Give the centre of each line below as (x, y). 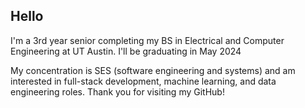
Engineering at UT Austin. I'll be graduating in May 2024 (126, 51)
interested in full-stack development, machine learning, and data (143, 81)
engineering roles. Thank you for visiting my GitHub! (117, 91)
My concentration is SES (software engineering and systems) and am (153, 70)
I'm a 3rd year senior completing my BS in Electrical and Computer (147, 40)
